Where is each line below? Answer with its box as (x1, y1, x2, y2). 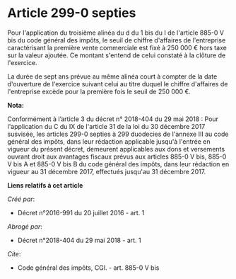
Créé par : (7, 195, 35, 203)
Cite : (7, 249, 21, 258)
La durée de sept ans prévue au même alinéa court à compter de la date (7, 72, 218, 81)
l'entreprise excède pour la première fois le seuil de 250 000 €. (7, 87, 191, 96)
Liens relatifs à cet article (7, 181, 83, 189)
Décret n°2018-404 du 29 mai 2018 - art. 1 (17, 236, 141, 244)
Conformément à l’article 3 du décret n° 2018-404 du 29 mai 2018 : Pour (7, 115, 219, 123)
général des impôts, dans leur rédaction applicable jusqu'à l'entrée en (7, 137, 211, 146)
